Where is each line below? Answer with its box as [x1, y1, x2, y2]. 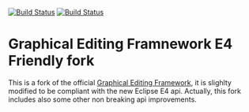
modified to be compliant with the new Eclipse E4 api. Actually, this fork [8, 86, 241, 95]
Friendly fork [8, 52, 95, 70]
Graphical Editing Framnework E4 [8, 35, 233, 53]
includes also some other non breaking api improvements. [8, 95, 198, 104]
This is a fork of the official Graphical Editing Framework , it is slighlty [8, 77, 232, 87]
